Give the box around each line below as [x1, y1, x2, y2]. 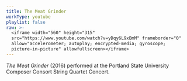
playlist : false [6, 19, 46, 25]
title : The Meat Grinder [6, 8, 67, 14]
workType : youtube [6, 14, 51, 20]
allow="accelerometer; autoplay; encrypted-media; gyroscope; [11, 41, 166, 47]
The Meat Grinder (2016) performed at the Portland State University [6, 62, 169, 69]
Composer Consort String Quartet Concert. [6, 68, 110, 75]
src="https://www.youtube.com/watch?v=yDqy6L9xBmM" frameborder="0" [11, 35, 182, 41]
